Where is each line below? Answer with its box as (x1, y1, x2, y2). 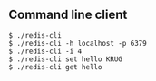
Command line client (8, 7, 128, 22)
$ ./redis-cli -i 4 (8, 47, 83, 56)
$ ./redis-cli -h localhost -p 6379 (8, 39, 147, 48)
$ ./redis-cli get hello (8, 62, 102, 71)
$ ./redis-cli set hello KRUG (8, 54, 123, 64)
